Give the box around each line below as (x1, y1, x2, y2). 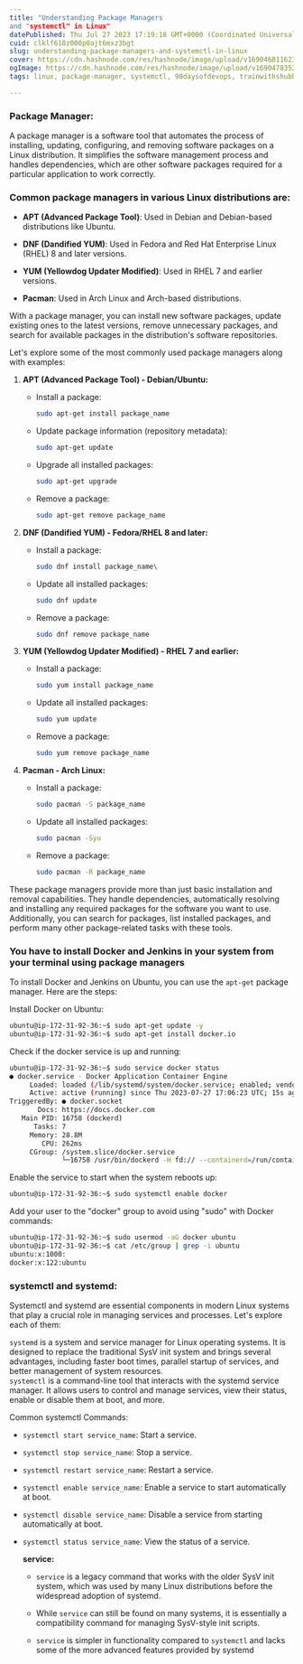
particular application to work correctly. (9, 169, 156, 180)
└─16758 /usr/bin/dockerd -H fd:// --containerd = (61, 1155, 252, 1165)
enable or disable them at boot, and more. (9, 1394, 165, 1405)
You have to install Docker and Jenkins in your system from (9, 945, 275, 958)
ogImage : (9, 64, 42, 73)
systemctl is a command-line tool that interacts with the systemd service (9, 1375, 280, 1386)
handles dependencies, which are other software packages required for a (9, 159, 282, 170)
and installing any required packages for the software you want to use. (9, 902, 272, 913)
